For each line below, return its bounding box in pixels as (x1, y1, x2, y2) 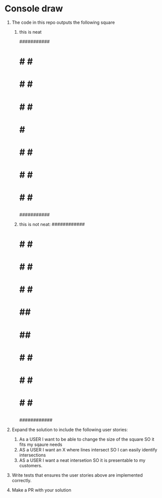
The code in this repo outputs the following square (11, 19, 115, 25)
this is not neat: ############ (19, 221, 85, 227)
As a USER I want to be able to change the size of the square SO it (19, 436, 155, 442)
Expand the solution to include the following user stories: (11, 427, 128, 433)
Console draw (4, 3, 63, 14)
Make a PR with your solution (11, 487, 71, 493)
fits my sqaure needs (19, 442, 62, 447)
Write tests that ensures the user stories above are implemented (11, 472, 143, 478)
